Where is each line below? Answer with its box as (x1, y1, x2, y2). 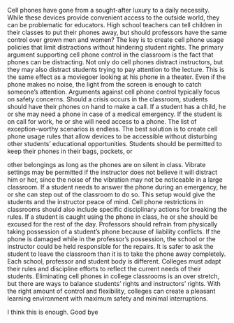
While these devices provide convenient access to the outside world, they (7, 13, 220, 22)
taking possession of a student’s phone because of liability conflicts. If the (7, 227, 221, 236)
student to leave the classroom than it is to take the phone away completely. (7, 250, 226, 258)
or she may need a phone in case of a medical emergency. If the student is (7, 110, 222, 118)
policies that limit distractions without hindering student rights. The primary (7, 43, 224, 51)
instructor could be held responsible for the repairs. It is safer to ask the (7, 243, 214, 250)
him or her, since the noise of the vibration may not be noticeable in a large (7, 175, 223, 184)
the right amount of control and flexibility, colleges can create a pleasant (7, 287, 216, 295)
